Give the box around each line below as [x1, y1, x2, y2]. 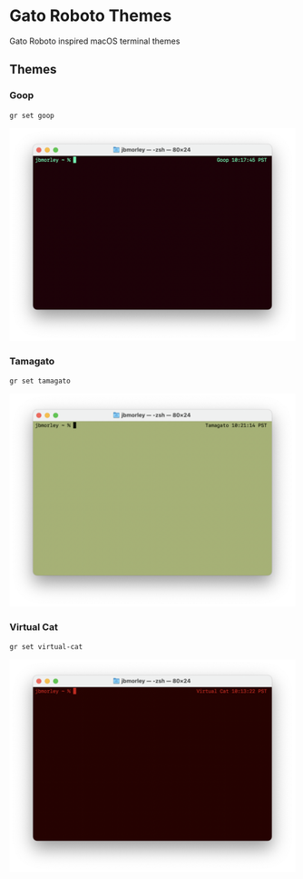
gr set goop [9, 111, 54, 120]
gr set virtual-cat [9, 643, 83, 652]
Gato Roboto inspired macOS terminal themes [9, 35, 181, 46]
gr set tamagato [9, 376, 71, 386]
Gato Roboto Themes [9, 5, 172, 26]
